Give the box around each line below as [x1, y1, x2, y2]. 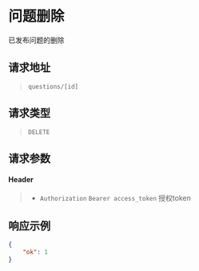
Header [8, 174, 34, 184]
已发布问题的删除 [8, 35, 65, 45]
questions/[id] [27, 82, 79, 90]
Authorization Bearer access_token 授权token [39, 193, 192, 203]
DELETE [27, 128, 50, 136]
